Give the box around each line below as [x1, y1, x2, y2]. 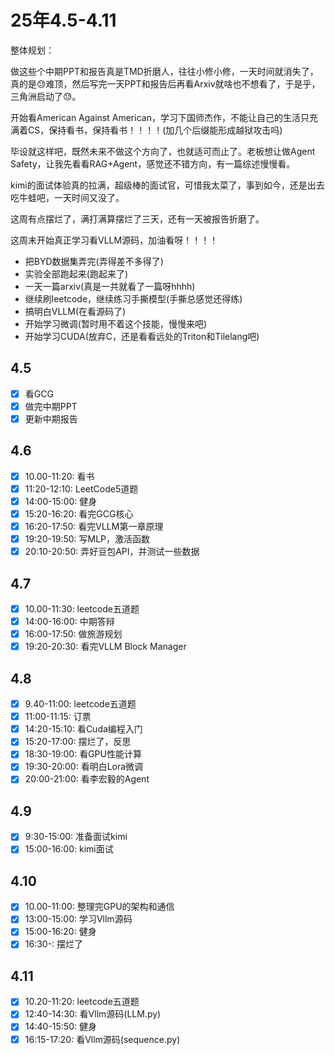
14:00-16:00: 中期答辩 [24, 616, 115, 628]
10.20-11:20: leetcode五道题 [24, 996, 140, 1008]
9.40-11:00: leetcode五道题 [24, 698, 137, 710]
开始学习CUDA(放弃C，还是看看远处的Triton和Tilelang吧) [24, 330, 260, 342]
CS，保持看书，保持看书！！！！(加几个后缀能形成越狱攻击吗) [27, 124, 283, 136]
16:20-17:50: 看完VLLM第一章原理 [24, 521, 164, 532]
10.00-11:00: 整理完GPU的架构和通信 [24, 901, 175, 913]
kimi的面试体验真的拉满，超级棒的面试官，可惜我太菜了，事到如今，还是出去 [10, 179, 325, 191]
